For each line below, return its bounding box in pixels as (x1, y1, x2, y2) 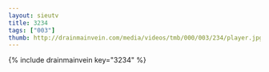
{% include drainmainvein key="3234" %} (8, 55, 147, 65)
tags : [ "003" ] (8, 26, 56, 34)
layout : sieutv (8, 11, 59, 20)
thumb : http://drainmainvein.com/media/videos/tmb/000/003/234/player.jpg (8, 33, 263, 42)
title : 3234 (8, 19, 48, 27)
